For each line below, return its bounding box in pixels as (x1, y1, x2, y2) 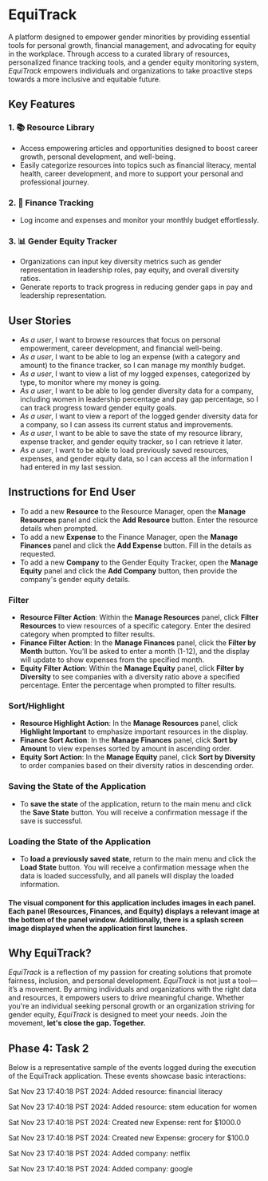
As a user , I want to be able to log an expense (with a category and (19, 352, 241, 362)
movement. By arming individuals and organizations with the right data (25, 985, 257, 994)
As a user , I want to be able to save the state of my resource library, (19, 429, 243, 438)
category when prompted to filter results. (19, 629, 156, 640)
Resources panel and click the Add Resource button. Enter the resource (19, 515, 258, 525)
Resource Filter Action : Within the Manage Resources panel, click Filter (19, 612, 259, 622)
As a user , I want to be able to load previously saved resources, (19, 446, 229, 455)
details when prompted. (19, 523, 98, 533)
